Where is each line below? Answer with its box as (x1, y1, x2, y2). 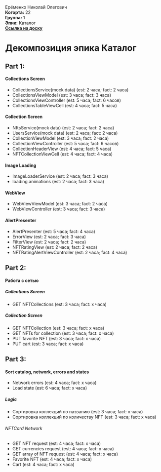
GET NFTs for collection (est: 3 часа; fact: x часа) (12, 330, 114, 336)
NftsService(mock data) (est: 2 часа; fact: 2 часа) (12, 124, 115, 130)
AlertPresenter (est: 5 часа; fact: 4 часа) (12, 228, 95, 234)
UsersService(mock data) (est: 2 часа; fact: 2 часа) (12, 130, 118, 136)
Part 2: (5, 264, 26, 272)
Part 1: (5, 62, 25, 71)
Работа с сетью (5, 277, 39, 283)
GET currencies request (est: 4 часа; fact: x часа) (12, 446, 115, 452)
